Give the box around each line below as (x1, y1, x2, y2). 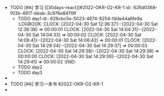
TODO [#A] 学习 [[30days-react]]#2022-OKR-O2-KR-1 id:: (10, 5, 133, 10)
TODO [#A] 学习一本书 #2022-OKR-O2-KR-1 (10, 81, 104, 87)
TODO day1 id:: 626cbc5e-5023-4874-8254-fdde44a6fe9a (17, 16, 142, 21)
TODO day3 (17, 70, 43, 75)
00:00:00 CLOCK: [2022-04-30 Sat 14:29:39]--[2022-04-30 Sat (17, 53, 153, 59)
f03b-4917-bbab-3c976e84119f (10, 10, 77, 16)
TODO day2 (17, 64, 43, 70)
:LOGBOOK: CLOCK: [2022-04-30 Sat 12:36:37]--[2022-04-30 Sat (17, 21, 158, 27)
